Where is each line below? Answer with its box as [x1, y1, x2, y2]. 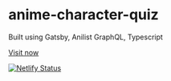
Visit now [8, 47, 39, 57]
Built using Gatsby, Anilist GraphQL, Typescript [8, 32, 163, 42]
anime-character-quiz [8, 6, 159, 24]
